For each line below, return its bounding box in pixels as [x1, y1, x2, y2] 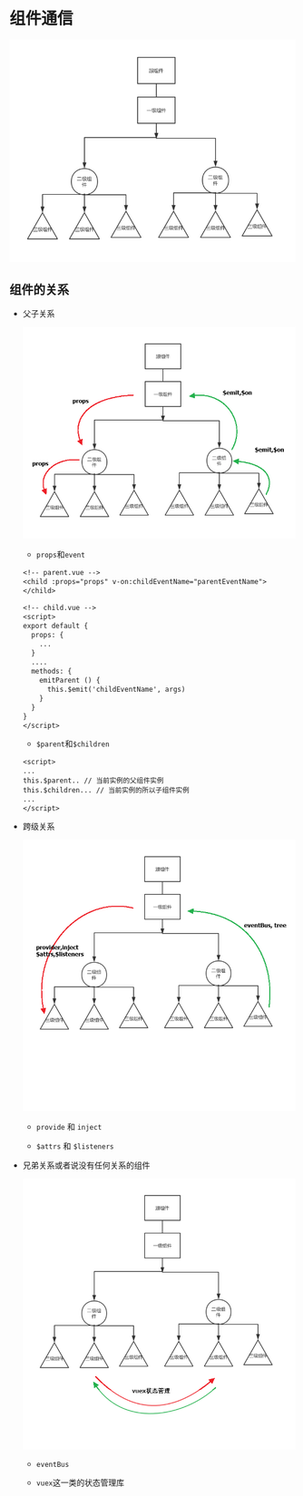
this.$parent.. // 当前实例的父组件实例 [22, 776, 164, 785]
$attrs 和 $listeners [35, 1140, 115, 1151]
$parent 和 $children [35, 738, 111, 749]
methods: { [31, 667, 73, 676]
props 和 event [35, 549, 86, 560]
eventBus [35, 1460, 70, 1469]
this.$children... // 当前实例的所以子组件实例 [22, 786, 190, 795]
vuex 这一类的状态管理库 [35, 1477, 125, 1488]
